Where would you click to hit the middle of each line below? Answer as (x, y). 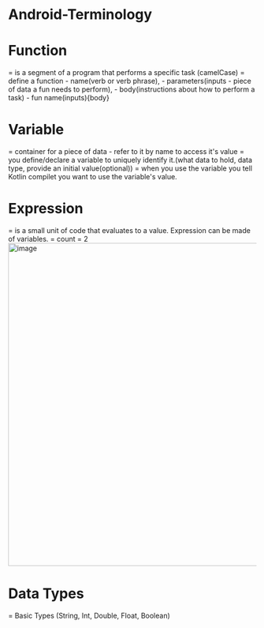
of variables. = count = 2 (48, 239)
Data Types (46, 594)
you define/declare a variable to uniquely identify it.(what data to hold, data (130, 160)
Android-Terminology (80, 15)
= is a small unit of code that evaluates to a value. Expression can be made (129, 230)
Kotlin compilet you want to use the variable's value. (93, 177)
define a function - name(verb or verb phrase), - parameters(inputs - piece (130, 81)
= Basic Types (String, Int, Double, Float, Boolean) (89, 615)
